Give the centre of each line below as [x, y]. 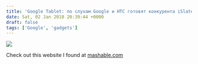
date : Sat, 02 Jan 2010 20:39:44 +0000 [55, 17]
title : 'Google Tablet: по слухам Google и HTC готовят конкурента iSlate [100, 11]
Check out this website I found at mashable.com [65, 55]
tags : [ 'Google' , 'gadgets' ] [42, 28]
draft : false [22, 22]
